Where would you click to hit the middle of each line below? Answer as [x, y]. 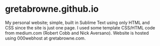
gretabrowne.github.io [52, 9]
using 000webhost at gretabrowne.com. [45, 38]
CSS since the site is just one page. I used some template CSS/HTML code [80, 27]
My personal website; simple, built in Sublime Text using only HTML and [77, 23]
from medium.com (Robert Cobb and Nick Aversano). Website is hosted [77, 33]
